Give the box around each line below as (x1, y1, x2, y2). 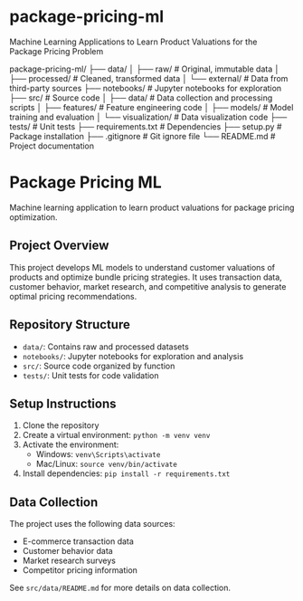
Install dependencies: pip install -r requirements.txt (22, 468, 231, 479)
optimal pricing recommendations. (9, 291, 137, 301)
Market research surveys (22, 555, 116, 567)
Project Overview (9, 238, 109, 253)
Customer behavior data (22, 546, 113, 557)
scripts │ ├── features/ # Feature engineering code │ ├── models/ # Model (9, 101, 294, 112)
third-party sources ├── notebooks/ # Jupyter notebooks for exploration (9, 82, 282, 93)
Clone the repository (22, 420, 99, 431)
